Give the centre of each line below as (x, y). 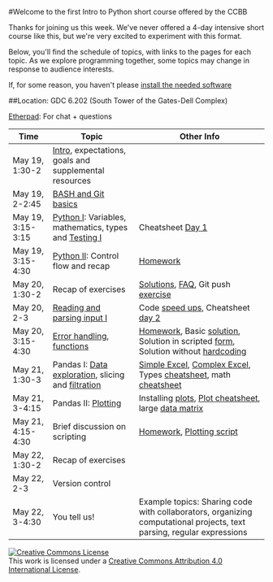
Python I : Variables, (89, 217)
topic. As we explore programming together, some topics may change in (129, 61)
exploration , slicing (89, 375)
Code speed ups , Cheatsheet (194, 308)
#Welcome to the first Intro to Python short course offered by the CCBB (128, 12)
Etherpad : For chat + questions (60, 116)
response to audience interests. (61, 69)
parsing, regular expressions (193, 532)
